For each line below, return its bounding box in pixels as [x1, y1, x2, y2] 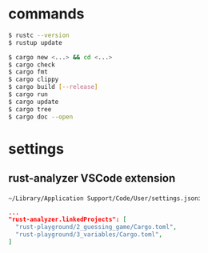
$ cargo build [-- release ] [8, 83, 98, 91]
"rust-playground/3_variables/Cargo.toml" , [15, 231, 162, 239]
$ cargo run [8, 90, 48, 98]
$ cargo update [8, 98, 59, 106]
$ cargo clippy [8, 75, 59, 84]
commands [8, 5, 85, 23]
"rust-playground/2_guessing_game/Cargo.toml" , [15, 223, 178, 231]
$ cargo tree [8, 105, 52, 113]
